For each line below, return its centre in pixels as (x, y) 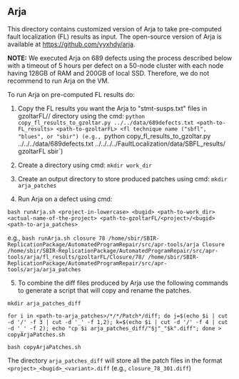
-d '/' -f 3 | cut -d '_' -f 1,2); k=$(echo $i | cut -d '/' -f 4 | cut (118, 322)
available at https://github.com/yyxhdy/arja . (71, 44)
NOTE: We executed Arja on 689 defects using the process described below (120, 58)
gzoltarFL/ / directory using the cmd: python (81, 116)
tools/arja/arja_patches (44, 269)
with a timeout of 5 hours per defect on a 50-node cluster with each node (116, 65)
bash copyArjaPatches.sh (44, 347)
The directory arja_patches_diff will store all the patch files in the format (115, 360)
